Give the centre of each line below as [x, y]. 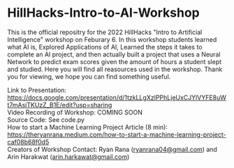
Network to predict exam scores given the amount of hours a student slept [115, 61]
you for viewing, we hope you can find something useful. [89, 76]
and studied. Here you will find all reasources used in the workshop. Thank [115, 69]
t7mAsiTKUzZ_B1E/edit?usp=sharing [60, 105]
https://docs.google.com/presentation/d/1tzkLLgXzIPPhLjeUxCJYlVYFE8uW [117, 97]
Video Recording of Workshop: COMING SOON [75, 112]
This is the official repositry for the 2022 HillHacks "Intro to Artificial [105, 32]
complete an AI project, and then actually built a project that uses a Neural [114, 54]
